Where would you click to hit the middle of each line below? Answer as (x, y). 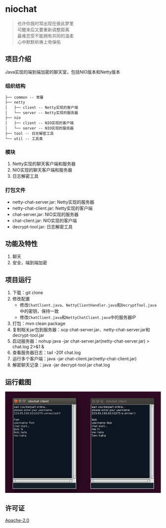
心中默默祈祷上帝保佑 (39, 42)
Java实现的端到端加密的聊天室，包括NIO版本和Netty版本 (63, 72)
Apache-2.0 (17, 521)
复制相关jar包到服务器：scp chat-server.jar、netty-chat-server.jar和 (81, 330)
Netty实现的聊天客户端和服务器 (44, 164)
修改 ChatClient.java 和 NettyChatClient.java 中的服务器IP (78, 317)
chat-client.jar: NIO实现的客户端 (45, 220)
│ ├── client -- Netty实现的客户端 (41, 108)
